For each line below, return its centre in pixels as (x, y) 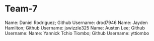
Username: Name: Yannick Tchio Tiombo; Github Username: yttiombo (77, 33)
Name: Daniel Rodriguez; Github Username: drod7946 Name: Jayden (76, 22)
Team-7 (21, 9)
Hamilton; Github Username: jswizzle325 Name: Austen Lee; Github (75, 27)
